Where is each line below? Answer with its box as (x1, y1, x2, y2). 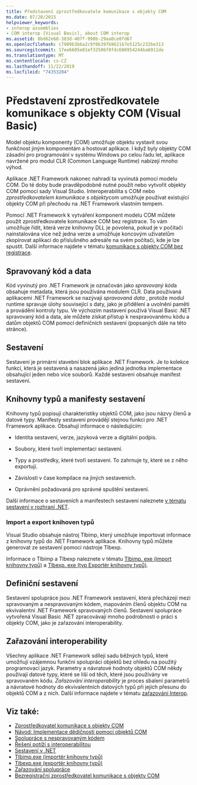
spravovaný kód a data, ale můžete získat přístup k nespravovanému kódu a (6, 313, 189, 320)
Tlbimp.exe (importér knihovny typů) (14, 753, 103, 760)
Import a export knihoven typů (6, 518, 95, 526)
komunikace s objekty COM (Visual (6, 107, 181, 120)
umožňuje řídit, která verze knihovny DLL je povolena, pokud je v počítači (6, 224, 184, 231)
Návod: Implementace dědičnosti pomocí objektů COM (14, 728, 148, 736)
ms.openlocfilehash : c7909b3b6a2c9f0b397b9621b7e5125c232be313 (6, 42, 164, 48)
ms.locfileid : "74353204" (6, 69, 69, 75)
